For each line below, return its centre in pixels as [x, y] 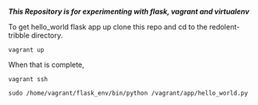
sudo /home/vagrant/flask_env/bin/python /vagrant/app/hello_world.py [128, 93]
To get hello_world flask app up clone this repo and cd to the [108, 27]
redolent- [224, 27]
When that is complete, [46, 64]
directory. [47, 35]
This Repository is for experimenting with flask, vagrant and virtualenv [129, 12]
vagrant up [26, 50]
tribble [19, 35]
